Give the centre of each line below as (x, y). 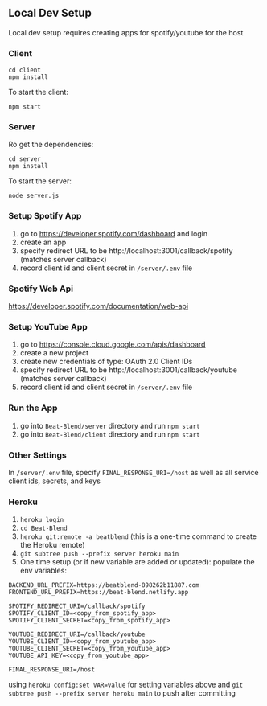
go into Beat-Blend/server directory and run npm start (110, 425)
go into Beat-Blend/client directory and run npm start (110, 434)
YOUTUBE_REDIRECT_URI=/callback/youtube (77, 634)
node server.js (34, 196)
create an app (43, 242)
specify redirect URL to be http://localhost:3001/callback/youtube (128, 370)
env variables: (43, 571)
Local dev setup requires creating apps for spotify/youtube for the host (126, 32)
